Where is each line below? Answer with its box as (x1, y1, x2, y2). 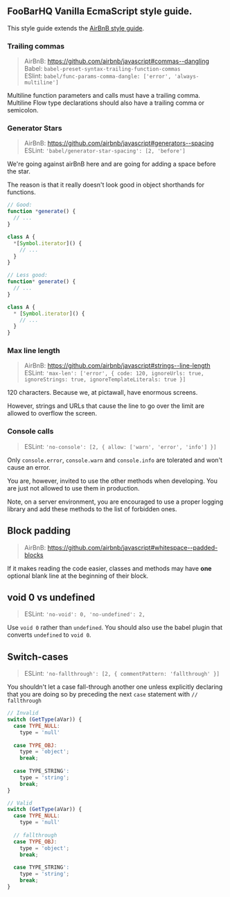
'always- (174, 73, 200, 80)
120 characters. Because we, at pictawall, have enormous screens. (7, 388, 198, 397)
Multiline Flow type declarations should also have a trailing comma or (7, 99, 205, 107)
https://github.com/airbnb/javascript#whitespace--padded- (47, 543, 218, 552)
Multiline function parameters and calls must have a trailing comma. (7, 92, 201, 100)
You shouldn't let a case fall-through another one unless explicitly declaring (7, 683, 223, 691)
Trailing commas (7, 41, 64, 51)
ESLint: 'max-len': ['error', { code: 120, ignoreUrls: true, (24, 369, 204, 377)
